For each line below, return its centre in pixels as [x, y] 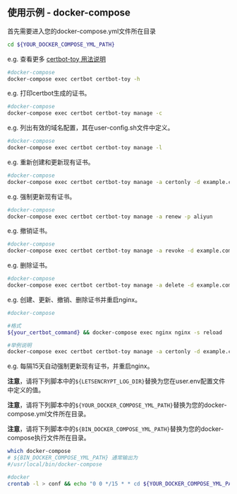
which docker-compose [39, 452]
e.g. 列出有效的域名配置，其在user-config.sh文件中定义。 [91, 128]
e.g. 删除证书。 [29, 265]
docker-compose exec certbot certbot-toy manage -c [85, 113]
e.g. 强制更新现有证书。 [42, 196]
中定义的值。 [26, 390]
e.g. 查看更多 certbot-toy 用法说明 [57, 59]
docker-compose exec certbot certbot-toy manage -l [85, 148]
